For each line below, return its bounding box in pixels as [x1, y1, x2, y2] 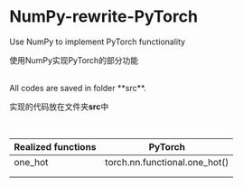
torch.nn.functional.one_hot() [105, 155, 229, 168]
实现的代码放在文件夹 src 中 [9, 101, 109, 112]
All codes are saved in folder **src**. [9, 82, 146, 93]
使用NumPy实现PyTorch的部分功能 [9, 54, 138, 65]
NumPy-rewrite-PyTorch [9, 6, 199, 27]
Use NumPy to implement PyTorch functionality [9, 36, 186, 47]
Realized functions [14, 140, 97, 153]
